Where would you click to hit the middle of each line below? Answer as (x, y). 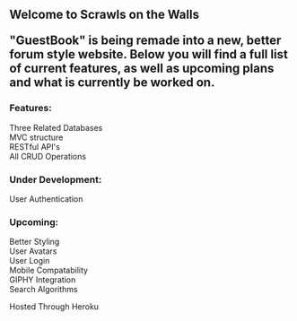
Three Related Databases (56, 127)
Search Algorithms (44, 290)
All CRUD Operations (48, 156)
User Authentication (46, 199)
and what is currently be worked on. (112, 83)
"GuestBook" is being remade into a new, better (145, 41)
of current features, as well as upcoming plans (142, 69)
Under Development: (56, 179)
